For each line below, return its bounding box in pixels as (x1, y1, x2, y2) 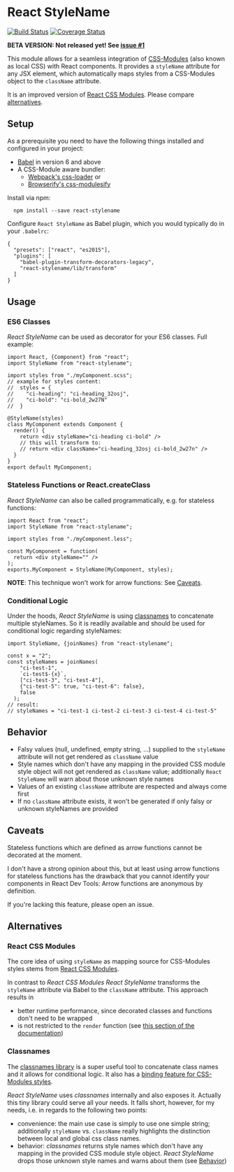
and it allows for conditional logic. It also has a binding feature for (7, 1070, 196, 1078)
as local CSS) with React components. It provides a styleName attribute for (7, 62, 220, 70)
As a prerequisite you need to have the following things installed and (7, 136, 204, 145)
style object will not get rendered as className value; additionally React (17, 767, 222, 775)
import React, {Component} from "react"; (7, 354, 130, 361)
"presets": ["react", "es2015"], (13, 246, 111, 253)
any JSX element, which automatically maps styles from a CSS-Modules (7, 69, 215, 78)
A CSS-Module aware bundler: (17, 165, 106, 174)
